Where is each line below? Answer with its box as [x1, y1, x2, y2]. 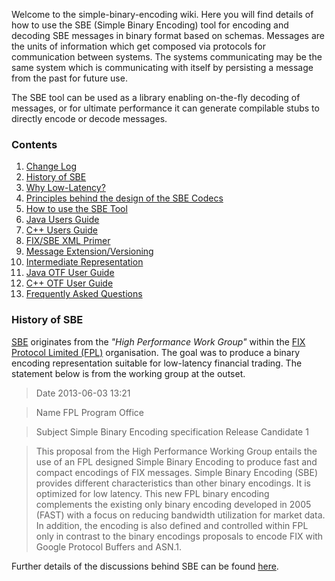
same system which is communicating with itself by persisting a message [11, 62, 314, 73]
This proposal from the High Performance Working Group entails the [35, 445, 318, 457]
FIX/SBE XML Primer [25, 235, 111, 247]
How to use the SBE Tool [25, 203, 128, 215]
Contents [11, 137, 58, 151]
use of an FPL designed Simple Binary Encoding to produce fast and [35, 455, 318, 468]
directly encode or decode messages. [11, 113, 168, 124]
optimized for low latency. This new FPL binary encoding [35, 487, 270, 499]
